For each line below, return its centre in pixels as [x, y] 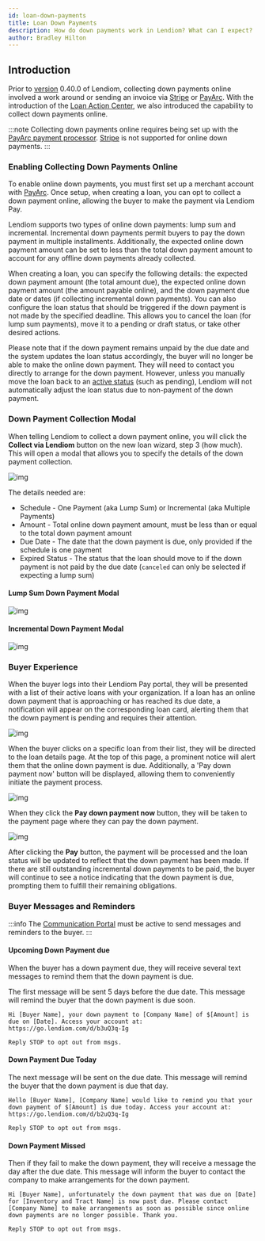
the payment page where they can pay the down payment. [104, 822]
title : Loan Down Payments [53, 23]
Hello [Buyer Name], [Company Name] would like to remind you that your [131, 1101]
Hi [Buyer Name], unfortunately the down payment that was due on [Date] [132, 1195]
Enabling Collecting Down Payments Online [93, 166]
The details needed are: [47, 492]
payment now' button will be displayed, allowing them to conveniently [122, 774]
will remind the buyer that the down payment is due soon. [102, 1000]
